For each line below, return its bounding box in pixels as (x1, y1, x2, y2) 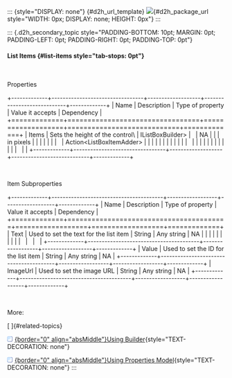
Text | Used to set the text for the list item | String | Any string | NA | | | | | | (10, 230, 223, 239)
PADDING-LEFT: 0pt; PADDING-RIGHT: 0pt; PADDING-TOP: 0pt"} (7, 35, 193, 44)
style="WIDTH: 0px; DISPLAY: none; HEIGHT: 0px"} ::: (7, 15, 161, 23)
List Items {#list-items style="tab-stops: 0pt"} (7, 51, 145, 60)
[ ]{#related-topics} (7, 322, 63, 330)
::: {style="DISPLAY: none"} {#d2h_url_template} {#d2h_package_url (7, 8, 209, 15)
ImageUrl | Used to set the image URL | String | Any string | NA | (7, 267, 190, 275)
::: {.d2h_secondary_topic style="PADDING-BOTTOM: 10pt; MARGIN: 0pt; (7, 28, 216, 36)
